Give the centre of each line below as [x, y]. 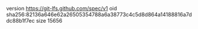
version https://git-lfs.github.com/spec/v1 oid [62, 8]
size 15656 [49, 21]
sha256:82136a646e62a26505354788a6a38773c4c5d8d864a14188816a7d [99, 14]
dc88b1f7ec [21, 21]
